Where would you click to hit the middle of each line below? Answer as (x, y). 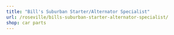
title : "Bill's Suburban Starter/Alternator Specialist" (78, 12)
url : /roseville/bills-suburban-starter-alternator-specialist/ (87, 17)
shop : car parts (26, 23)
